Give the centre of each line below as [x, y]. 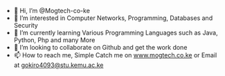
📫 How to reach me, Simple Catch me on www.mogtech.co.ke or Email [115, 55]
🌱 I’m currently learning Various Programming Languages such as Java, [116, 32]
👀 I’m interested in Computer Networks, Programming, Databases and [113, 18]
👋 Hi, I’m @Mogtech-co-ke [52, 11]
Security [26, 25]
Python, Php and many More [54, 40]
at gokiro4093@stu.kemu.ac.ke [58, 65]
